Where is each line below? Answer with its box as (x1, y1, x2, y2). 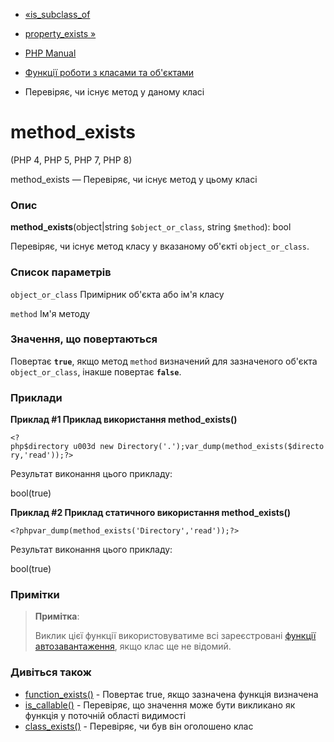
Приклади (10, 390, 63, 404)
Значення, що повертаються (10, 332, 158, 346)
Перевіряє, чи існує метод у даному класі (24, 86, 205, 98)
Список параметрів (10, 265, 112, 279)
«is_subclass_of (24, 9, 91, 20)
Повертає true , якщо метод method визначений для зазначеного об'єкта (10, 355, 318, 367)
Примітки (10, 588, 60, 602)
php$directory (10, 442, 70, 452)
